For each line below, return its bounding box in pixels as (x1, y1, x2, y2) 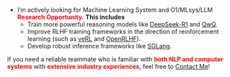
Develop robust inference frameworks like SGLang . (27, 42, 172, 50)
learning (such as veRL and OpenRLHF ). (27, 35, 141, 43)
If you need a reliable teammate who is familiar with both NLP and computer (7, 55, 223, 63)
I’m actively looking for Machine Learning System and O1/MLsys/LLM (16, 6, 213, 14)
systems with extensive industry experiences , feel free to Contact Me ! (7, 63, 211, 70)
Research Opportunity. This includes (16, 13, 125, 21)
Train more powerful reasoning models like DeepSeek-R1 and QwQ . (27, 20, 218, 28)
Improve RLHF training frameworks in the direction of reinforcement (27, 27, 220, 35)
